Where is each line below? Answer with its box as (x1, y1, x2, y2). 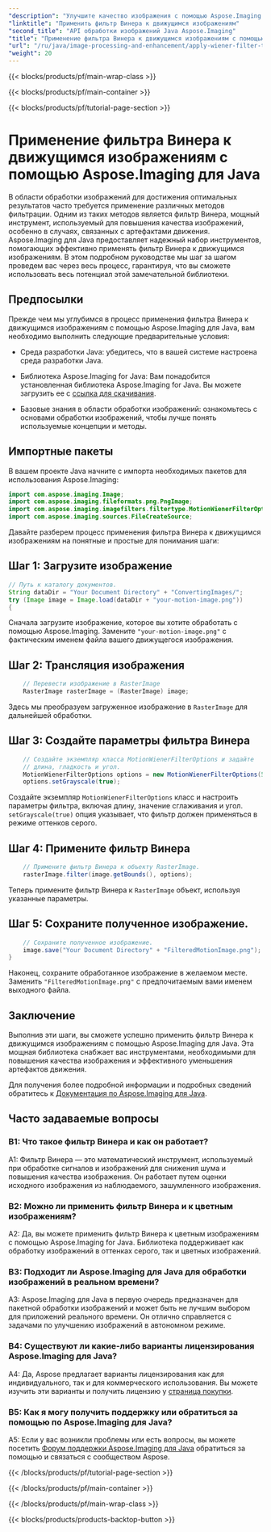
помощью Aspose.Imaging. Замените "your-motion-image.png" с (8, 627, 227, 636)
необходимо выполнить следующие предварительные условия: (8, 331, 230, 341)
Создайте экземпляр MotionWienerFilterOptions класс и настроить (8, 792, 239, 802)
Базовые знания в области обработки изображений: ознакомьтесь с (19, 404, 258, 413)
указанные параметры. (8, 893, 89, 903)
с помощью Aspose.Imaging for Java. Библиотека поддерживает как (8, 1237, 244, 1248)
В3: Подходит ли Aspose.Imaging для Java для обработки (8, 1265, 248, 1277)
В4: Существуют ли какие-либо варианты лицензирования (8, 1341, 255, 1352)
